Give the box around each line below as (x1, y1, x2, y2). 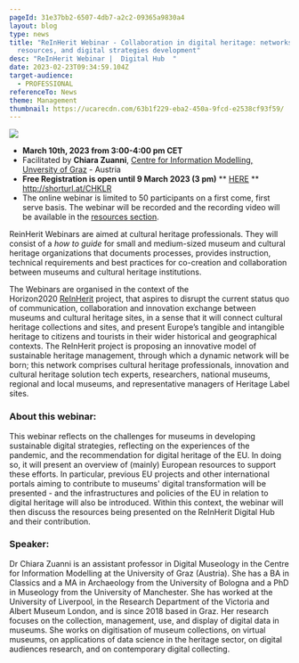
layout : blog (9, 21, 58, 30)
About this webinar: (9, 411, 97, 423)
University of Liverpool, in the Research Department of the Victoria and (9, 596, 270, 607)
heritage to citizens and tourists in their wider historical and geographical (9, 331, 278, 342)
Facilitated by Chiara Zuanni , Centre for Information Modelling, (21, 155, 254, 166)
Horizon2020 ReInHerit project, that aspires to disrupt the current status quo (9, 293, 290, 304)
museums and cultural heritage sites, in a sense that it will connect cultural (9, 313, 283, 323)
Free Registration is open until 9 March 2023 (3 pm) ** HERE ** (21, 174, 260, 184)
